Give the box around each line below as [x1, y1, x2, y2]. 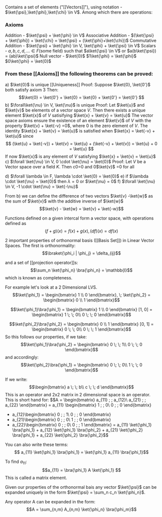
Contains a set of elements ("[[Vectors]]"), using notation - [5, 4, 123, 10]
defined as [5, 220, 27, 226]
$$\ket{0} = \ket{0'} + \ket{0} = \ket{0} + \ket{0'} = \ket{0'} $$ [18, 94, 145, 100]
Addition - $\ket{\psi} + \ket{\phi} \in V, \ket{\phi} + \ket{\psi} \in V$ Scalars [5, 43, 156, 49]
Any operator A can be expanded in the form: [5, 499, 96, 505]
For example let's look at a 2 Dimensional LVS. [5, 284, 97, 290]
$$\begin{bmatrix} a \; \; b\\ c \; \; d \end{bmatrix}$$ [29, 384, 134, 390]
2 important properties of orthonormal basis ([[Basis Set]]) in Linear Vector [5, 237, 154, 243]
